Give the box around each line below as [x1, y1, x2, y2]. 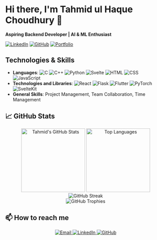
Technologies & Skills [5, 56, 75, 65]
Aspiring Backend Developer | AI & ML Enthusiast [5, 31, 112, 37]
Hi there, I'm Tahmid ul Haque [5, 4, 133, 15]
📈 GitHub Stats [5, 112, 55, 121]
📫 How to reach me [5, 213, 69, 222]
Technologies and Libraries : [12, 80, 73, 86]
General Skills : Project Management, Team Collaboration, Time [12, 91, 146, 97]
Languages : [12, 69, 39, 75]
